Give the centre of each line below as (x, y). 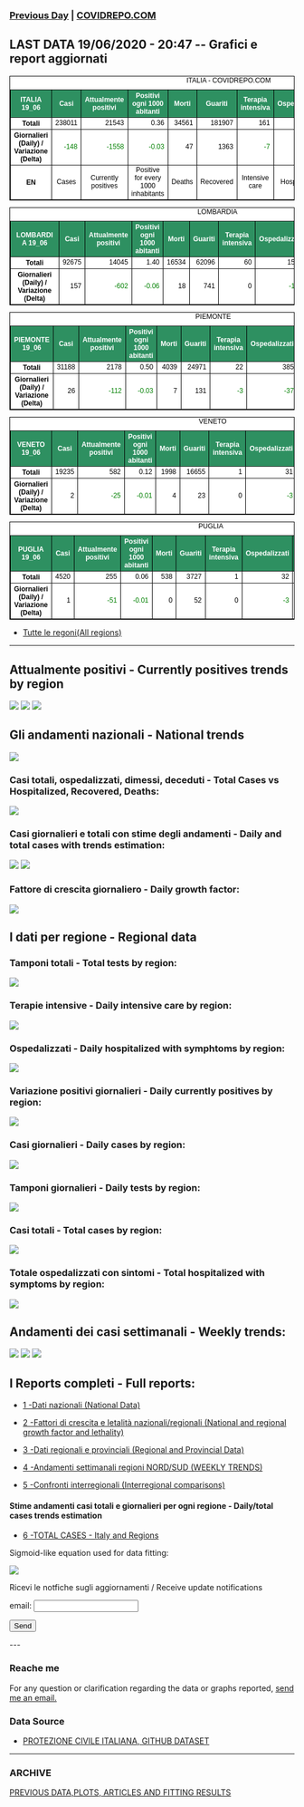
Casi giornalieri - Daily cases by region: (98, 1145)
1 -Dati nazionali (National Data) (81, 1406)
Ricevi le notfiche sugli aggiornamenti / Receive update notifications (136, 1588)
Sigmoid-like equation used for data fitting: (89, 1553)
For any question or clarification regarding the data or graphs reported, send (152, 1688)
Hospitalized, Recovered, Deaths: (85, 791)
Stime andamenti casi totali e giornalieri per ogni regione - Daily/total (142, 1505)
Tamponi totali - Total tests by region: (94, 963)
